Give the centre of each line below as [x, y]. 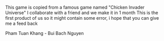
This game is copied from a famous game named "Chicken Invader [75, 7]
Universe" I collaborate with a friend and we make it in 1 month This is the [82, 13]
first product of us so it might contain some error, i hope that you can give [82, 18]
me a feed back [22, 23]
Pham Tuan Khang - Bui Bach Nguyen [45, 33]
